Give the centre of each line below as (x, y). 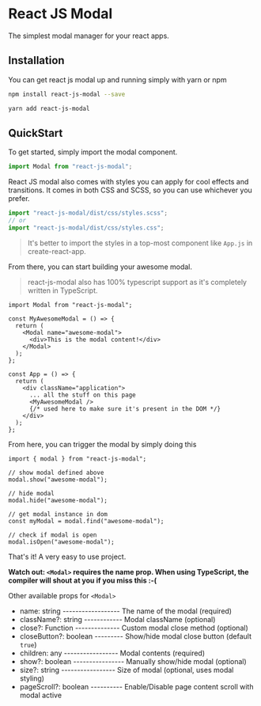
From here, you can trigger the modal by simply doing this (102, 444)
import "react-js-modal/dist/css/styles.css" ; (86, 228)
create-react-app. (57, 251)
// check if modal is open (53, 535)
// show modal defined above (56, 473)
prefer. (19, 199)
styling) (32, 678)
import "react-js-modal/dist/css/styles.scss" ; (88, 213)
